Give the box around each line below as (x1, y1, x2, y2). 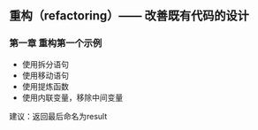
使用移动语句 (21, 70, 69, 80)
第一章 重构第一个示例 (9, 37, 102, 50)
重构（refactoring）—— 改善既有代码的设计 (9, 8, 250, 24)
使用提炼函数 (21, 80, 69, 91)
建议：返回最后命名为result (9, 111, 108, 121)
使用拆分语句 (21, 58, 69, 69)
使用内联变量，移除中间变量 (21, 92, 124, 103)
